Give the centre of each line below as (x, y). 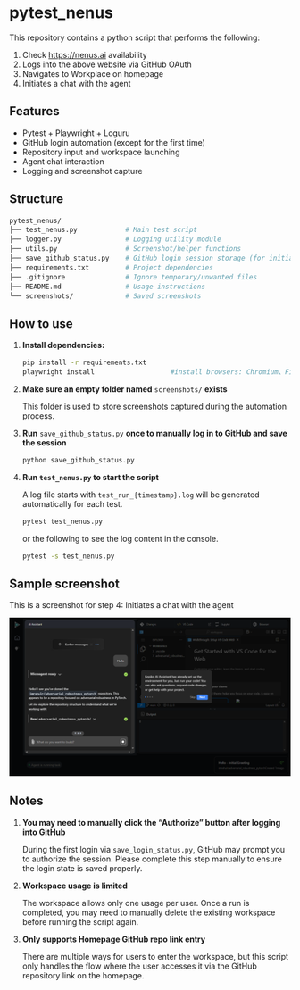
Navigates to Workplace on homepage (93, 73)
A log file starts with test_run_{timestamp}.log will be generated (141, 495)
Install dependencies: (63, 345)
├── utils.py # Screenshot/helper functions (125, 249)
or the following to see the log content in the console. (120, 538)
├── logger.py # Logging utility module (115, 239)
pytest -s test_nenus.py (68, 556)
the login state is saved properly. (82, 868)
